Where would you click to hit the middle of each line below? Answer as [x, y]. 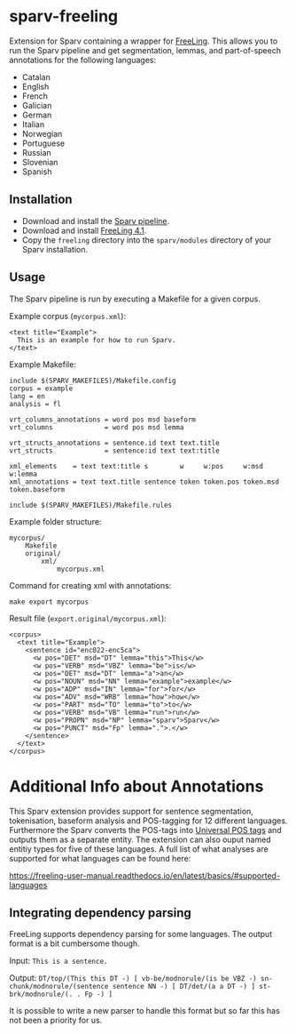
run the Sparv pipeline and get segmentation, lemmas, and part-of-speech [145, 50]
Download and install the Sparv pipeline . [96, 220]
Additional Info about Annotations [136, 786]
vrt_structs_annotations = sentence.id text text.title [114, 443]
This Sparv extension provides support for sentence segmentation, [132, 811]
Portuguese [43, 143]
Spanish [37, 172]
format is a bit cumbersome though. [74, 943]
